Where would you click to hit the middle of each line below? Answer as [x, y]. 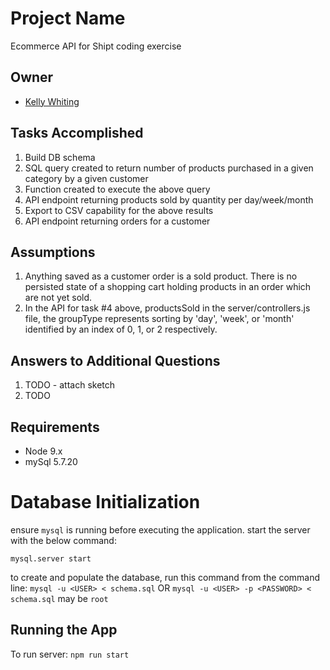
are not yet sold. [58, 298]
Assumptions [53, 252]
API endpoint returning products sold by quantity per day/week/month [169, 199]
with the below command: [63, 540]
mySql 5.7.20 [51, 461]
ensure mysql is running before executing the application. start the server [160, 529]
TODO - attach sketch [70, 385]
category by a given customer [86, 178]
